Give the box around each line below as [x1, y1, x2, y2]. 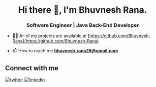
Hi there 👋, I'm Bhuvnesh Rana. [18, 4, 148, 16]
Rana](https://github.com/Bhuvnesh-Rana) [12, 38, 99, 44]
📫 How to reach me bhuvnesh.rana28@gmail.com [12, 48, 118, 54]
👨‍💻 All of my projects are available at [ [12, 33, 90, 39]
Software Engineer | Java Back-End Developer [26, 22, 139, 29]
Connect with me [5, 64, 59, 72]
